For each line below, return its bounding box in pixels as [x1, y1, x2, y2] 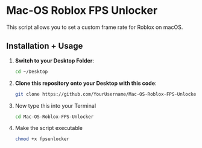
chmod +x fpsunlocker [14, 136, 69, 142]
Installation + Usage [6, 41, 83, 51]
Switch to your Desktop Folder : [14, 57, 95, 64]
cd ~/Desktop [14, 69, 48, 75]
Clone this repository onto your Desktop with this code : [14, 79, 157, 87]
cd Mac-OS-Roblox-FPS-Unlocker [14, 114, 94, 120]
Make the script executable [14, 125, 83, 132]
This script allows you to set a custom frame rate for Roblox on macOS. [6, 23, 183, 31]
